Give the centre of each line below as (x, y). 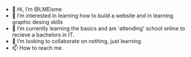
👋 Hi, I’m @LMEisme (37, 9)
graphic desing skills (37, 22)
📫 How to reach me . (38, 48)
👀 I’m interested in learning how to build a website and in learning (92, 16)
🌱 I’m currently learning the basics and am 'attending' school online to (99, 28)
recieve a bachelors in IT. (43, 35)
